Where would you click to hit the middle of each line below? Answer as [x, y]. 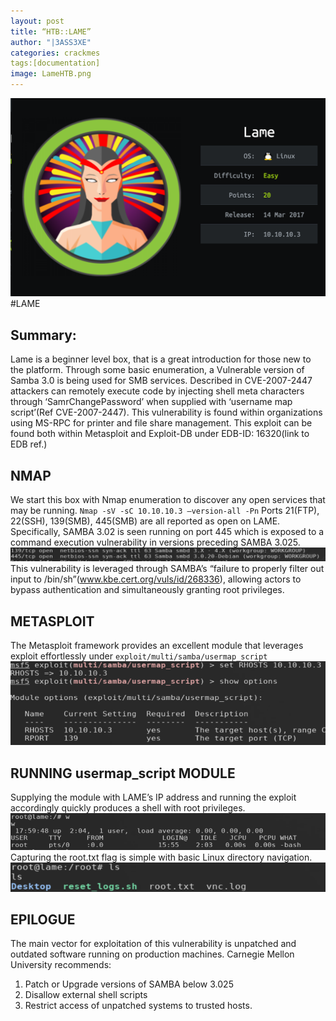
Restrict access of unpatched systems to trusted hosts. [138, 1006]
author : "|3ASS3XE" [51, 42]
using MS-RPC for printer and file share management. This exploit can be [161, 423]
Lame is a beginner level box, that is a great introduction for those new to [161, 359]
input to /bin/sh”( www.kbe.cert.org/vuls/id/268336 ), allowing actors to [156, 579]
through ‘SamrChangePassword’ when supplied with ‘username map [151, 402]
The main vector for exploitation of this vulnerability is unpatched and [153, 944]
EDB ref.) [29, 444]
